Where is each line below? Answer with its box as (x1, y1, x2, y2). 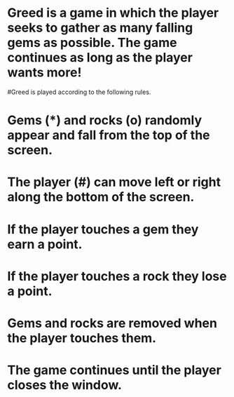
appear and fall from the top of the (7, 128, 210, 143)
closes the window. (7, 377, 123, 393)
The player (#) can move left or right (7, 174, 221, 190)
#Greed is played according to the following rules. (7, 88, 151, 96)
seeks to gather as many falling (7, 20, 193, 36)
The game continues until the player (7, 363, 222, 378)
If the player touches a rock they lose (7, 268, 227, 284)
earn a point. (7, 236, 83, 252)
